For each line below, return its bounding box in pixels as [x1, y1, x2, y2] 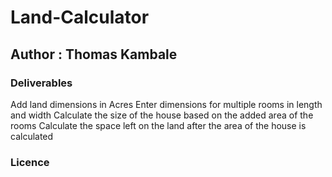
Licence [10, 155, 50, 169]
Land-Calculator [10, 6, 150, 29]
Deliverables [10, 76, 73, 90]
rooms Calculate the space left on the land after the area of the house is [10, 119, 307, 131]
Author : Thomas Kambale [10, 46, 178, 63]
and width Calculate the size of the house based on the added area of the [10, 109, 314, 121]
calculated [10, 130, 54, 142]
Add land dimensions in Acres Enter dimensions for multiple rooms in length [10, 98, 323, 110]
